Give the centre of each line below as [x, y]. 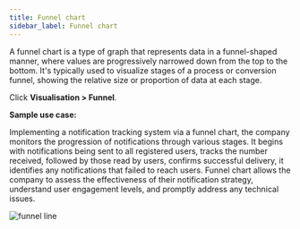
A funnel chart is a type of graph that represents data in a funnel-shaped [143, 51]
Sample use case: [43, 114]
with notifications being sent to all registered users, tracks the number [139, 151]
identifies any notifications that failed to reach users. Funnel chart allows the [150, 170]
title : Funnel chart [48, 17]
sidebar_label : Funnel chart [64, 26]
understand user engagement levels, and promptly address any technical [144, 189]
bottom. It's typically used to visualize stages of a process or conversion [143, 70]
